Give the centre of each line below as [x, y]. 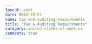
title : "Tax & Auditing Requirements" [46, 24]
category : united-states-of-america [44, 29]
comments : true [21, 33]
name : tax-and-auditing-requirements [45, 19]
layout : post [19, 10]
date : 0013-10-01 [24, 15]
